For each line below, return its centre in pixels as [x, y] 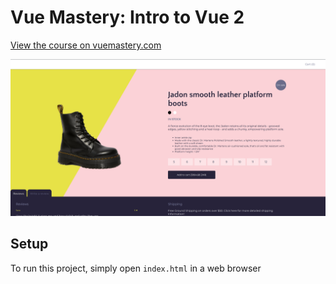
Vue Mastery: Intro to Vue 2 [127, 17]
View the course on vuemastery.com [86, 45]
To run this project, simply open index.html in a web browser [136, 268]
